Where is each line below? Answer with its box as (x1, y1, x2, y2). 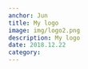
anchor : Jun (8, 11, 48, 20)
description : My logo (8, 33, 81, 42)
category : (8, 48, 42, 56)
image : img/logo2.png (8, 26, 81, 34)
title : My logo (8, 19, 59, 27)
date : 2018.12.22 (8, 41, 66, 49)
